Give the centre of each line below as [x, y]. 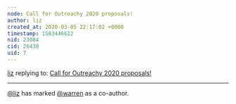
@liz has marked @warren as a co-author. [68, 93]
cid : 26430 [23, 46]
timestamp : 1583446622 [40, 33]
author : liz [25, 20]
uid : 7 [17, 53]
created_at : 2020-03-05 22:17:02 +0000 [66, 27]
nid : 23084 [23, 40]
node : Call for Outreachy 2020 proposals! [70, 14]
